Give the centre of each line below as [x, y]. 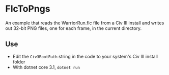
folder [19, 62]
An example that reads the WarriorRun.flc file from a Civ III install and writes [85, 23]
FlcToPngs [28, 9]
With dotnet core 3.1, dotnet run [46, 67]
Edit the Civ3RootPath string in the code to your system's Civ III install [85, 56]
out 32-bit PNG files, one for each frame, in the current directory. [73, 28]
